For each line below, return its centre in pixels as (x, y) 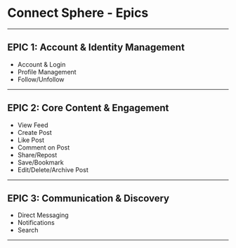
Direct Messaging (43, 215)
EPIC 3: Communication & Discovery (88, 198)
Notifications (36, 223)
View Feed (33, 125)
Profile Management (47, 72)
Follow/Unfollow (41, 79)
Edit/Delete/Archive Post (53, 169)
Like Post (31, 140)
